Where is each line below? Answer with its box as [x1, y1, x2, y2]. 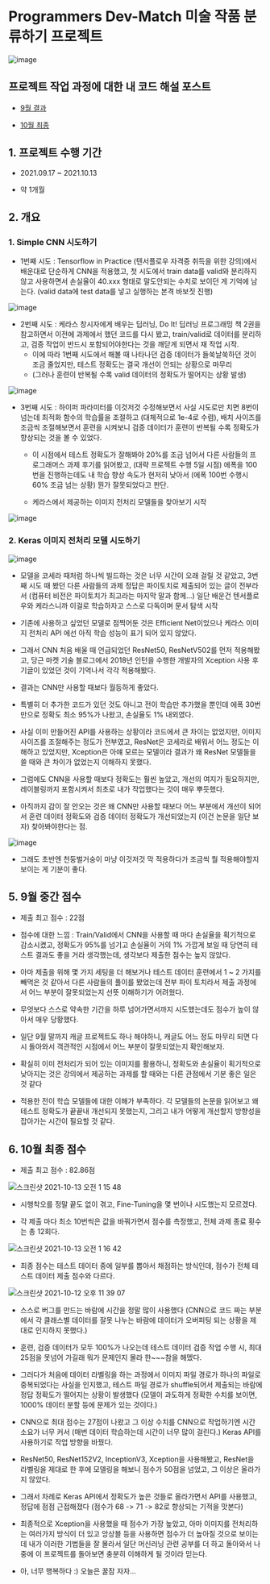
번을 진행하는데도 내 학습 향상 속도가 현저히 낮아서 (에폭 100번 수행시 [31, 470, 249, 480]
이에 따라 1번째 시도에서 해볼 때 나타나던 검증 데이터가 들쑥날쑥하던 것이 [31, 350, 256, 360]
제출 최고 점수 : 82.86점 [19, 1166, 96, 1175]
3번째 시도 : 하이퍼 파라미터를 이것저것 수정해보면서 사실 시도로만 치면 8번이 [19, 402, 260, 412]
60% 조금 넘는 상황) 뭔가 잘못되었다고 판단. [31, 480, 169, 490]
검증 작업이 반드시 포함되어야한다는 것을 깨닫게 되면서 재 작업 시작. [31, 339, 239, 349]
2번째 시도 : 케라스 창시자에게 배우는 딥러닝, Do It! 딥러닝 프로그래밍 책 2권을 [19, 319, 261, 329]
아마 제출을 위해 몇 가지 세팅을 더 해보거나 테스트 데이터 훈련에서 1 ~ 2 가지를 [19, 967, 262, 977]
